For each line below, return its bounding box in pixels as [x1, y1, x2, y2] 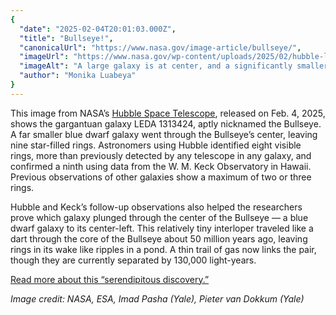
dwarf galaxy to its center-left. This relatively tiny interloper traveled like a [10, 222, 314, 234]
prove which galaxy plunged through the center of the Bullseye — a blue [10, 211, 309, 223]
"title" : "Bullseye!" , [19, 33, 114, 43]
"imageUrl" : [19, 52, 70, 62]
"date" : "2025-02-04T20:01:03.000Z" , [19, 24, 177, 34]
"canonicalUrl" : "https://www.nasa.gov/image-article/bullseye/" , [19, 42, 302, 53]
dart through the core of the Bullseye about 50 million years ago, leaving [10, 232, 308, 245]
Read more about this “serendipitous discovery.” [10, 273, 210, 285]
